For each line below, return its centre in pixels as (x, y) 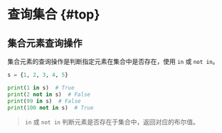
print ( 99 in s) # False (44, 101)
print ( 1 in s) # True (41, 87)
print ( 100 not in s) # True (51, 107)
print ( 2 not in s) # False (49, 94)
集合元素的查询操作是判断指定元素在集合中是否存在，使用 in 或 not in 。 (113, 62)
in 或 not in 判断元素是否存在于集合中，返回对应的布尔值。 (112, 122)
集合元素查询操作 (45, 43)
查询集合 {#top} (54, 15)
